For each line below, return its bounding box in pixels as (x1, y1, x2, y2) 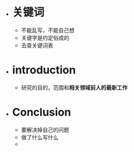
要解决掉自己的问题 (21, 126, 70, 133)
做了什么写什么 (21, 133, 59, 141)
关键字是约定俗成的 (21, 34, 70, 41)
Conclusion (12, 106, 72, 119)
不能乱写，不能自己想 (21, 27, 75, 34)
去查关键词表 (21, 42, 53, 49)
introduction (12, 63, 76, 77)
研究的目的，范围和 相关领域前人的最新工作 (21, 84, 128, 91)
